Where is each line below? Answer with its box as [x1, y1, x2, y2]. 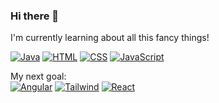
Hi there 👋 [10, 9, 60, 23]
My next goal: [10, 70, 67, 83]
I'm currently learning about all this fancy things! [10, 32, 210, 44]
